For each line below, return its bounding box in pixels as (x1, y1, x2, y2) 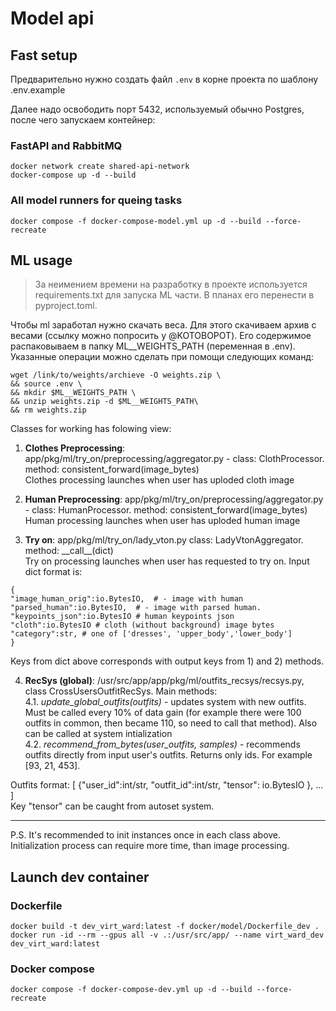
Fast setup (10, 47, 78, 64)
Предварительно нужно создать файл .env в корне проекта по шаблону (10, 73, 319, 85)
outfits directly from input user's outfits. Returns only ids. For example (24, 749, 313, 761)
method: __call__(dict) (24, 545, 114, 557)
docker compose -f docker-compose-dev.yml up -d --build (10, 985, 253, 995)
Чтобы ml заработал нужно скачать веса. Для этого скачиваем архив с (10, 319, 317, 331)
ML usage (10, 252, 73, 269)
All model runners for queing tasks (10, 193, 183, 207)
